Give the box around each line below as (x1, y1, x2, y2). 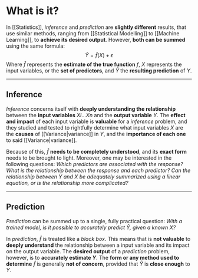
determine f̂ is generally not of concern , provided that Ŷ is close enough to (6, 260, 190, 267)
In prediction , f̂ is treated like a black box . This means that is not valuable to (6, 235, 191, 242)
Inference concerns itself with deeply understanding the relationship (6, 105, 176, 112)
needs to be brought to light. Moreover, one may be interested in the (6, 154, 172, 161)
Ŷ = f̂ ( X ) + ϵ (85, 51, 113, 58)
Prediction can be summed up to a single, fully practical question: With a (6, 217, 183, 224)
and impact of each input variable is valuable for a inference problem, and (6, 118, 187, 125)
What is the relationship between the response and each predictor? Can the (6, 167, 191, 174)
